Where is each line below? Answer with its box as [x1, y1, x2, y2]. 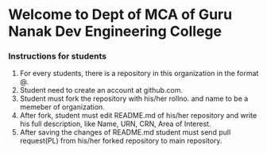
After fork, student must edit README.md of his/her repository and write [19, 111, 257, 120]
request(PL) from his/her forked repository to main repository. [19, 136, 222, 146]
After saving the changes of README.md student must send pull [19, 128, 231, 137]
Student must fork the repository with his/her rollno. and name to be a [19, 94, 249, 104]
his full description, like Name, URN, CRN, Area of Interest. [19, 119, 211, 128]
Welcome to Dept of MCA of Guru [8, 6, 233, 24]
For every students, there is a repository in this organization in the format [19, 69, 259, 78]
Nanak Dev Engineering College [8, 22, 222, 40]
